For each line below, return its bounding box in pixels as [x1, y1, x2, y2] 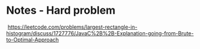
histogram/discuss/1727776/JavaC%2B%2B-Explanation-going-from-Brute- [6, 29, 194, 36]
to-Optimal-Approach [6, 36, 59, 43]
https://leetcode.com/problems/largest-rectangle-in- [7, 23, 138, 30]
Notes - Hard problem [6, 4, 116, 17]
